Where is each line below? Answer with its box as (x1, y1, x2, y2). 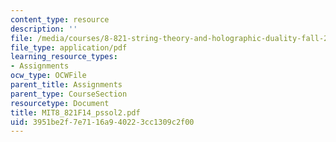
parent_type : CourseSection (10, 89, 128, 99)
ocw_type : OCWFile (10, 71, 87, 81)
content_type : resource (10, 14, 110, 25)
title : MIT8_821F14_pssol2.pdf (10, 107, 141, 118)
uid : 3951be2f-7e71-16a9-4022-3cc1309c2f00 (10, 117, 195, 127)
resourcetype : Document (10, 98, 110, 108)
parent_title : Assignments (10, 80, 123, 90)
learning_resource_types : (10, 52, 118, 62)
